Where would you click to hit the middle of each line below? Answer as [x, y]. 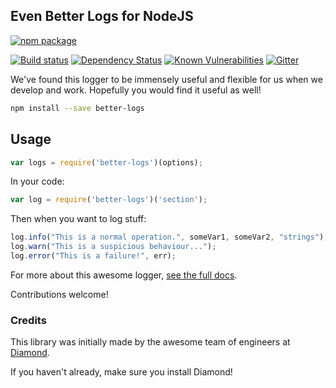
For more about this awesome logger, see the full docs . [124, 275]
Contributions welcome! [59, 294]
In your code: [37, 181]
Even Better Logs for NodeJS [102, 16]
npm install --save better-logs [77, 108]
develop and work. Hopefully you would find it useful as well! [136, 90]
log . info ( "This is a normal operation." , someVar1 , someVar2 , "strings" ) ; [169, 237]
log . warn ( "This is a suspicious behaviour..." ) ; [113, 247]
